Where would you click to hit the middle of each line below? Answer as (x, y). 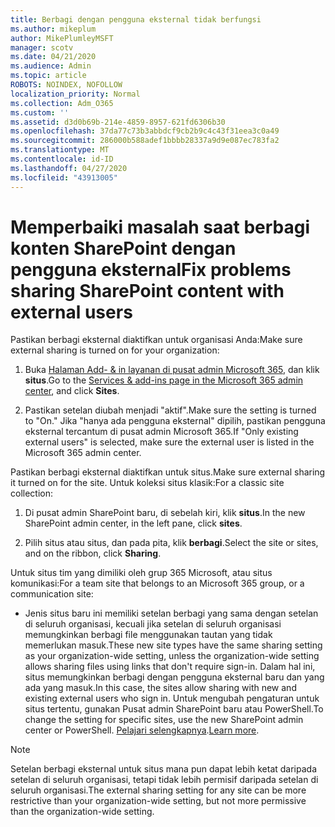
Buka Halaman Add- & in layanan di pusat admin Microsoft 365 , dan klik (172, 370)
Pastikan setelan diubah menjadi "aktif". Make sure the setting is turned (170, 410)
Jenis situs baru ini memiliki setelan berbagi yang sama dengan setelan (171, 613)
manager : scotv (42, 47)
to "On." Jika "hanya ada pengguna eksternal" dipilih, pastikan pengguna (175, 421)
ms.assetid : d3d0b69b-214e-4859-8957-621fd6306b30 (118, 122)
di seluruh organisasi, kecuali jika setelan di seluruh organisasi (153, 624)
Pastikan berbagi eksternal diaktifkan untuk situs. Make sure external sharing (168, 472)
